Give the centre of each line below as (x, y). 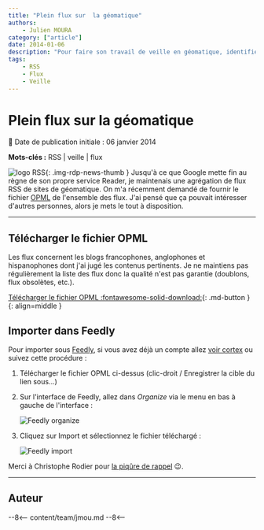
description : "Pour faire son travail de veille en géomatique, (115, 52)
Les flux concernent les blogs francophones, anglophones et (107, 258)
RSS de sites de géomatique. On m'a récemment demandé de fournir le (124, 189)
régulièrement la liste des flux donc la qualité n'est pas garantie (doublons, (129, 274)
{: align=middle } (35, 306)
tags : (17, 60)
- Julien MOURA (47, 30)
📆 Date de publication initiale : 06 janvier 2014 (82, 142)
